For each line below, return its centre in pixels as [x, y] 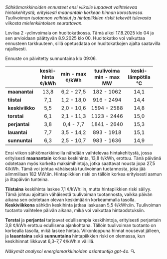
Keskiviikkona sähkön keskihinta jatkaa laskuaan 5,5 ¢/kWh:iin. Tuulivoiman [83, 205]
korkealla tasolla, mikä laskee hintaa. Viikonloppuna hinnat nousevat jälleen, [83, 230]
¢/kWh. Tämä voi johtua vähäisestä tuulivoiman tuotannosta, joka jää [76, 169]
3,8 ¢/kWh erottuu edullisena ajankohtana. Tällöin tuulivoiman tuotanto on [81, 225]
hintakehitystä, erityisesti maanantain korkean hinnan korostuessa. [74, 12]
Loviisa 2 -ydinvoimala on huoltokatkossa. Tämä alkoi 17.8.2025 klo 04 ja [80, 33]
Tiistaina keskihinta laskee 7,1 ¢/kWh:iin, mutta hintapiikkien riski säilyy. [78, 189]
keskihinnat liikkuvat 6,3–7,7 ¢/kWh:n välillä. [50, 241]
